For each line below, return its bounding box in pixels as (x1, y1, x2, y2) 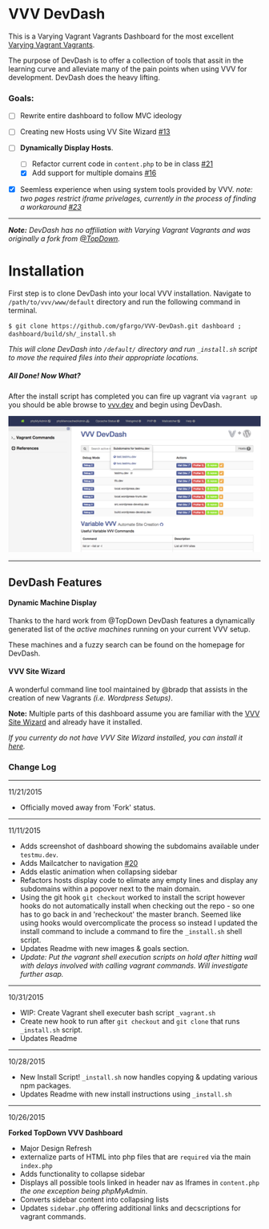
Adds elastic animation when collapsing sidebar (19, 867, 178, 876)
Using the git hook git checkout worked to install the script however (19, 892, 246, 902)
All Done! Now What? (8, 371, 82, 381)
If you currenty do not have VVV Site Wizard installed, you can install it (8, 733, 243, 742)
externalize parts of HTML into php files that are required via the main (19, 1152, 251, 1162)
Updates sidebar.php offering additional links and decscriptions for (19, 1203, 242, 1213)
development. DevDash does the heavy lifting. (8, 72, 160, 82)
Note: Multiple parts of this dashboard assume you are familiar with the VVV (8, 708, 260, 718)
